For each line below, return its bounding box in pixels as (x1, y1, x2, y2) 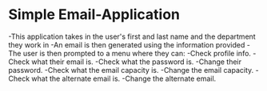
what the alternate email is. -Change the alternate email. (31, 74, 217, 83)
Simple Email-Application (8, 6, 180, 24)
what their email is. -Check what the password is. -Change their (31, 57, 242, 66)
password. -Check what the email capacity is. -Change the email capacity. (8, 65, 254, 74)
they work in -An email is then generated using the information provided (8, 40, 245, 49)
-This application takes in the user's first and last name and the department (8, 32, 256, 41)
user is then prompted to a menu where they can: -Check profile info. (22, 48, 252, 58)
